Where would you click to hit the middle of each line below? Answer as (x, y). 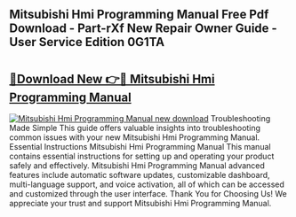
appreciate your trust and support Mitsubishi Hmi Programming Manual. (140, 203)
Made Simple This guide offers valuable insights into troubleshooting (135, 128)
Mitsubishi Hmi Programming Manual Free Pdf (139, 15)
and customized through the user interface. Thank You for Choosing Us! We (148, 194)
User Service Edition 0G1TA (87, 42)
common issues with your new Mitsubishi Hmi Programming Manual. (135, 137)
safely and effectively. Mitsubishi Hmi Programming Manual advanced (137, 166)
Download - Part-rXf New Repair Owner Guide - (143, 29)
